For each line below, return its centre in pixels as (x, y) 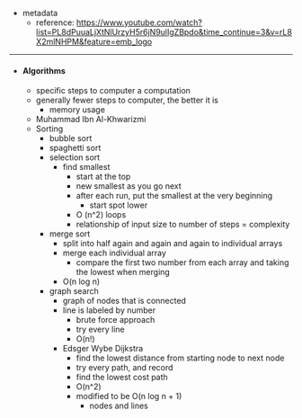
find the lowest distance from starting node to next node (180, 358)
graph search (74, 291)
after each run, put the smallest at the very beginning (174, 196)
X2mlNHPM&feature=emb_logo (94, 41)
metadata (40, 13)
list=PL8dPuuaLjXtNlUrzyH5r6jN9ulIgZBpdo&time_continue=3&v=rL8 (164, 32)
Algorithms (44, 70)
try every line (101, 329)
